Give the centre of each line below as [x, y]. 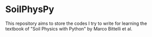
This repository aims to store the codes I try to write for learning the [76, 23]
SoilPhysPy [30, 9]
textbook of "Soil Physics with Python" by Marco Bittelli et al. [69, 28]
